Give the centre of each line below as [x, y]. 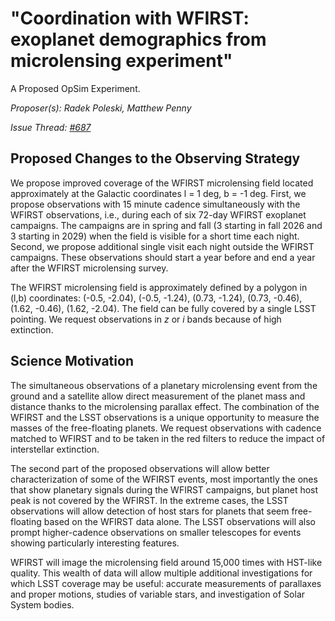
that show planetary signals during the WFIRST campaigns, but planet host [164, 489]
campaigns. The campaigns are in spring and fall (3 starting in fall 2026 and [166, 225]
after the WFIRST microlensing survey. [89, 268]
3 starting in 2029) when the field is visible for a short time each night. [155, 236]
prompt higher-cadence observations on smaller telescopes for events [156, 532]
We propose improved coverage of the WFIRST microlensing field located [162, 183]
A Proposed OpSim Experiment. [75, 88]
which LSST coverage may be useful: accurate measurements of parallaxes [166, 583]
